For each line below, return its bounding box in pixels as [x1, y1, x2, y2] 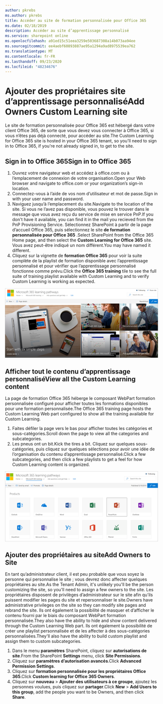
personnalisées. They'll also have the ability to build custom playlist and [5, 633, 147, 639]
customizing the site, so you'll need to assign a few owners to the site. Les [5, 587, 154, 593]
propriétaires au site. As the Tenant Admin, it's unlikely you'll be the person [5, 582, 154, 587]
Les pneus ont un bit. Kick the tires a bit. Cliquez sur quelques [12, 441, 135, 447]
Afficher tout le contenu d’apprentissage [5, 367, 131, 376]
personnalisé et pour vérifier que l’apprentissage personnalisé [12, 263, 136, 269]
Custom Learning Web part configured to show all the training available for [5, 411, 154, 417]
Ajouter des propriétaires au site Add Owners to [5, 550, 151, 559]
